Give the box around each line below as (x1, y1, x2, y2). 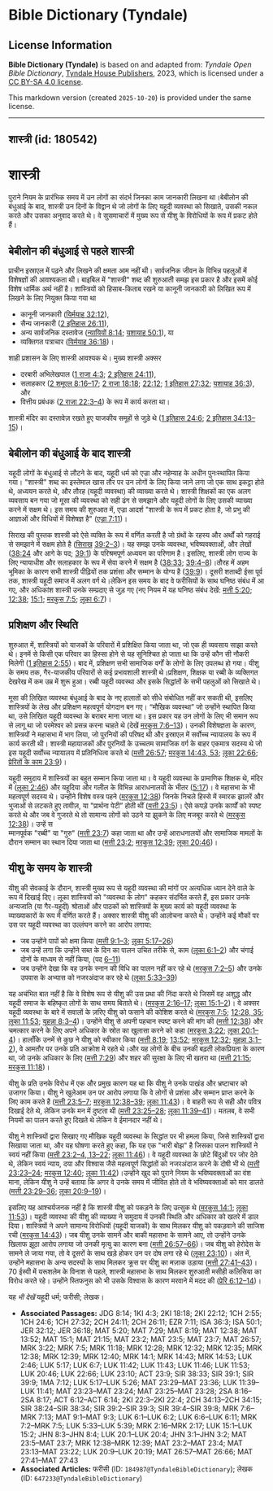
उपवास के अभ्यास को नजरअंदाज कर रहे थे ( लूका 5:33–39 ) (19, 973, 178, 982)
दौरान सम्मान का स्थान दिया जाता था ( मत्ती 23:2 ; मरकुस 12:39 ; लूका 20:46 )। (8, 837, 219, 847)
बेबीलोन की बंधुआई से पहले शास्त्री (8, 244, 134, 258)
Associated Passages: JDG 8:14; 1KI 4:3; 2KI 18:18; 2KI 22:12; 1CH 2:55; (19, 1308, 262, 1318)
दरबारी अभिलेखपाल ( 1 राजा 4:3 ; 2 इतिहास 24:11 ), (19, 369, 157, 379)
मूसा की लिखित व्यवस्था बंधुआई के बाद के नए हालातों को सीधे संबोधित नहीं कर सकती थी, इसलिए (8, 693, 253, 702)
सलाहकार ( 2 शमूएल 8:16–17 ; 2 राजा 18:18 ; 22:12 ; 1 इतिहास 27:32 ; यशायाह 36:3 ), (19, 378, 255, 388)
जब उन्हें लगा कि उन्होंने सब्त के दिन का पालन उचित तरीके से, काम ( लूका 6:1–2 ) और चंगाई (19, 945, 254, 955)
